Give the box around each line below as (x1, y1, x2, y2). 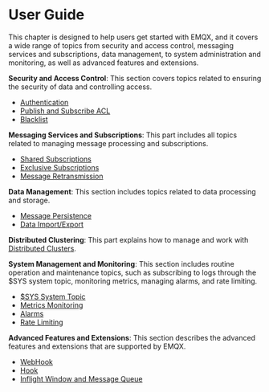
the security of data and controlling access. (8, 82, 153, 92)
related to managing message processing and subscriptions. (8, 138, 209, 148)
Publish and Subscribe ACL (19, 106, 111, 116)
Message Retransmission (19, 171, 104, 181)
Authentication (19, 97, 69, 107)
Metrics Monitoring (19, 300, 84, 310)
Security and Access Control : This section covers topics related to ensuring (8, 73, 262, 83)
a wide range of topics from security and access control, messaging (8, 40, 234, 50)
